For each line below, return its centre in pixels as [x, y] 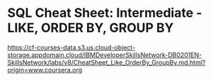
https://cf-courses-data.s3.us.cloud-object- [71, 47]
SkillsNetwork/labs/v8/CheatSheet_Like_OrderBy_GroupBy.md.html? [106, 62]
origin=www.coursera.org [45, 70]
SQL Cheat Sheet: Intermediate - [105, 13]
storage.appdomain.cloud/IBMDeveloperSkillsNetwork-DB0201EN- [105, 55]
